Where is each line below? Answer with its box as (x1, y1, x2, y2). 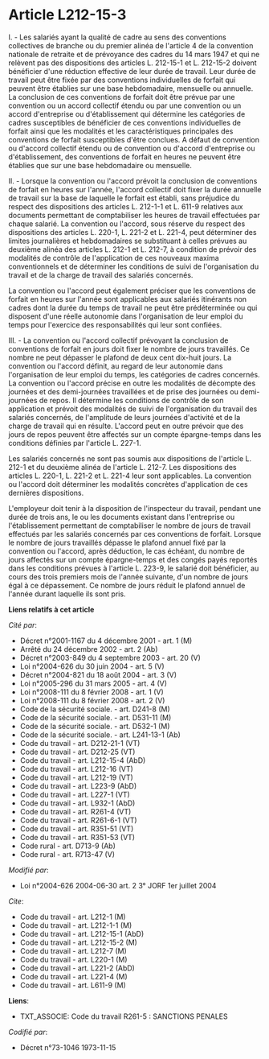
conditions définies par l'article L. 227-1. (8, 438, 142, 447)
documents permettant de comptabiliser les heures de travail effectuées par (8, 210, 260, 220)
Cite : (8, 896, 24, 906)
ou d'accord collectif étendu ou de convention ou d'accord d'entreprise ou (8, 143, 255, 153)
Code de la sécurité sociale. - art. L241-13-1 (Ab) (19, 730, 181, 740)
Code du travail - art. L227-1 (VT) (19, 789, 130, 799)
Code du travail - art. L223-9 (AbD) (19, 781, 137, 790)
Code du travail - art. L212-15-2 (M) (19, 937, 138, 947)
